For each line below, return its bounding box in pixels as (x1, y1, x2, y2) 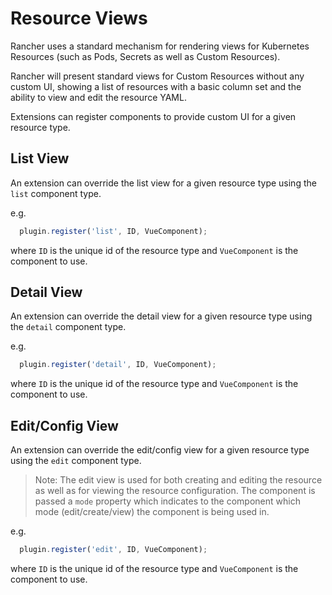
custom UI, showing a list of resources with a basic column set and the (10, 80, 302, 92)
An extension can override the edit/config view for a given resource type (10, 444, 310, 456)
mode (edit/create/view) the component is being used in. (34, 506, 270, 518)
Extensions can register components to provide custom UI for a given (10, 110, 297, 122)
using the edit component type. (10, 455, 142, 467)
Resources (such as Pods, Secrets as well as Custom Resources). (10, 50, 281, 62)
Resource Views (10, 7, 148, 30)
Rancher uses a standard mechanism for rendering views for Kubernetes (10, 40, 310, 52)
